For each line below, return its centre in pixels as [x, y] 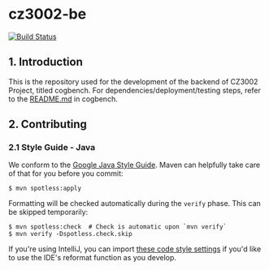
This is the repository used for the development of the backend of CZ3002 [133, 81]
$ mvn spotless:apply [45, 189]
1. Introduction [46, 62]
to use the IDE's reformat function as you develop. [93, 258]
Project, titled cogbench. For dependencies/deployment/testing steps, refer [135, 90]
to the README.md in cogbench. [63, 99]
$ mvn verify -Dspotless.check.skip [70, 234]
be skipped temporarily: [48, 212]
